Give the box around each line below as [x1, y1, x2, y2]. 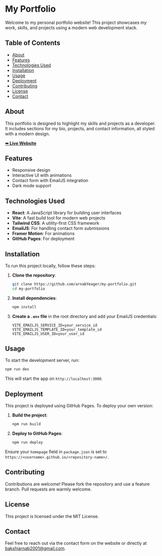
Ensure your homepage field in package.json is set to [5, 449, 107, 455]
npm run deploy [12, 440, 43, 445]
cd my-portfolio [12, 286, 45, 291]
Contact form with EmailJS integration [12, 178, 89, 183]
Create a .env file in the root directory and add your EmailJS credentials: [12, 313, 158, 319]
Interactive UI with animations [12, 172, 72, 179]
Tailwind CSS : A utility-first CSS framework [12, 220, 100, 226]
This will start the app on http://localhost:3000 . [5, 376, 103, 381]
